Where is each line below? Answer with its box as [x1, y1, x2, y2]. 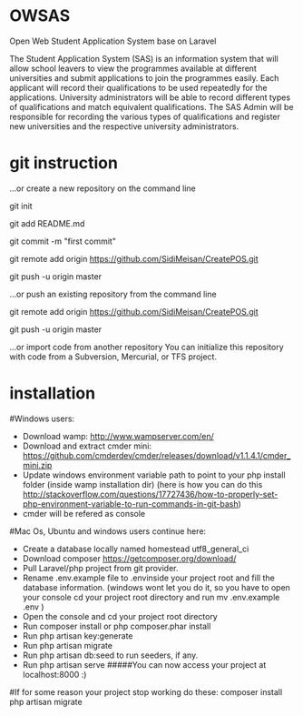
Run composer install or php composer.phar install [22, 620, 211, 631]
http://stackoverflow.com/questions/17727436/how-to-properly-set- [22, 489, 279, 499]
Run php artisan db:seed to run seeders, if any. [22, 650, 199, 661]
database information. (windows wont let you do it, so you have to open [22, 581, 290, 592]
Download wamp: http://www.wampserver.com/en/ [22, 430, 215, 441]
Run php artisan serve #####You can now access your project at [22, 659, 267, 670]
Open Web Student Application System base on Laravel [9, 35, 217, 46]
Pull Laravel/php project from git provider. [22, 562, 179, 573]
